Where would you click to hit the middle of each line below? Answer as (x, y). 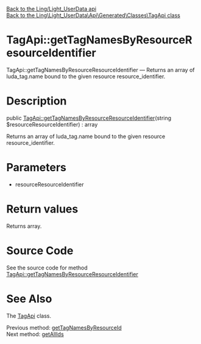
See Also (29, 298)
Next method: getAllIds (35, 334)
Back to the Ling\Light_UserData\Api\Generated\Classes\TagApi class (93, 15)
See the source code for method (47, 268)
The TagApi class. (29, 316)
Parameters (37, 168)
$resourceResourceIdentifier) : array (52, 124)
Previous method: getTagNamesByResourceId (64, 328)
